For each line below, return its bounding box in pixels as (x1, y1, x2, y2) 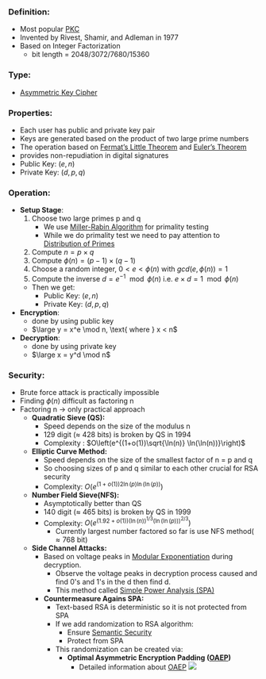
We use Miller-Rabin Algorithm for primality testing (43, 222, 209, 232)
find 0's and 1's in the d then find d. (55, 577, 172, 587)
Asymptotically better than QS (43, 498, 142, 508)
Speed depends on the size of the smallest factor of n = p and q (43, 455, 253, 465)
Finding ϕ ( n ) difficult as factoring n (19, 396, 134, 406)
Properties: (8, 107, 53, 118)
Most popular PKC (19, 25, 80, 34)
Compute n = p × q (31, 247, 94, 257)
